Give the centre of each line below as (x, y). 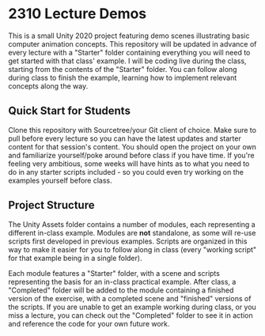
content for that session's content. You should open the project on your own (132, 146)
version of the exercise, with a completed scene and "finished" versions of (130, 298)
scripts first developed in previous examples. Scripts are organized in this (128, 241)
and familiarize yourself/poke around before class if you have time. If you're (131, 155)
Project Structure (51, 205)
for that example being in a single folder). (75, 258)
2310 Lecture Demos (78, 14)
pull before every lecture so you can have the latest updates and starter (125, 138)
